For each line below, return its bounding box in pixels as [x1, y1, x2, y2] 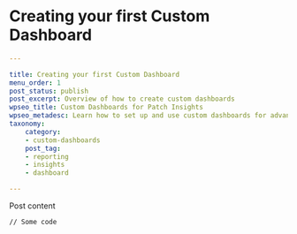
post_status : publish [9, 87, 89, 95]
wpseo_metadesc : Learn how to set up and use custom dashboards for [9, 111, 267, 120]
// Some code [9, 218, 57, 227]
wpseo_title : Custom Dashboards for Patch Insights [9, 103, 203, 112]
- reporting [25, 152, 69, 161]
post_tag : [25, 144, 62, 153]
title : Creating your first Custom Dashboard [9, 70, 179, 79]
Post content [9, 200, 56, 211]
